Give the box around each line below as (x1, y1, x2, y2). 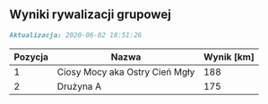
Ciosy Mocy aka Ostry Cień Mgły (56, 66, 195, 78)
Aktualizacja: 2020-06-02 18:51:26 (9, 30, 143, 39)
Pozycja (13, 51, 49, 63)
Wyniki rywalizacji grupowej (9, 7, 172, 22)
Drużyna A (56, 80, 101, 92)
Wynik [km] (203, 51, 255, 63)
